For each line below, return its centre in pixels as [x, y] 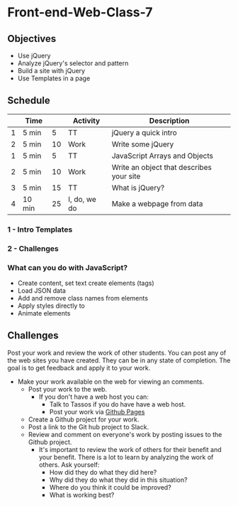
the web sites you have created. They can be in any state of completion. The [119, 360]
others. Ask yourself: [69, 464]
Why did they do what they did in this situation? [118, 480]
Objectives [32, 39]
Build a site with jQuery [51, 71]
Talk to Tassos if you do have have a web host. [118, 404]
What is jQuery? [138, 188]
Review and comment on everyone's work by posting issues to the [125, 434]
